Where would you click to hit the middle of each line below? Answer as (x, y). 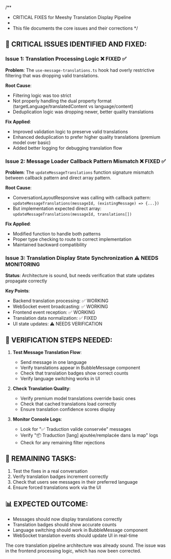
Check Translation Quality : (42, 388)
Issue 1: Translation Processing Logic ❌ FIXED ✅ (66, 59)
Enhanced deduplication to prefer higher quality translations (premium (87, 137)
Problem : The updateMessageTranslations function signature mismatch (80, 172)
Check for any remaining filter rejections (63, 443)
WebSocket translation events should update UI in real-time (75, 535)
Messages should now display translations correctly (67, 519)
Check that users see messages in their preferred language (75, 482)
